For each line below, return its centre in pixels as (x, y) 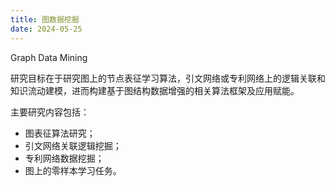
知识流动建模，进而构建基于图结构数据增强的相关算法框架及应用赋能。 (155, 90)
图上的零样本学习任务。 (73, 170)
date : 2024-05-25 (46, 29)
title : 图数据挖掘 (45, 19)
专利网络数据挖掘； (64, 158)
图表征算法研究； (60, 133)
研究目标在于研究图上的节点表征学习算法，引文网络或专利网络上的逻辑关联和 (168, 78)
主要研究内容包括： (50, 112)
